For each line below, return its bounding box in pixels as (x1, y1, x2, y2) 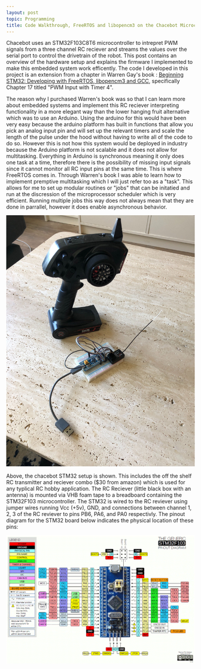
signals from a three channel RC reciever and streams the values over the (6, 45, 187, 53)
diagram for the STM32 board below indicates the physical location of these (6, 517, 194, 524)
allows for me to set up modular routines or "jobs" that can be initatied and (6, 184, 190, 191)
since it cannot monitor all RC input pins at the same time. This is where (6, 165, 182, 173)
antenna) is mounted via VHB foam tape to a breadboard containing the (6, 491, 182, 499)
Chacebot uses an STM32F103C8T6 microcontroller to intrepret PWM (6, 39, 178, 47)
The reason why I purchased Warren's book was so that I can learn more (6, 96, 185, 103)
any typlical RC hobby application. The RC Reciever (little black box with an (6, 485, 191, 493)
